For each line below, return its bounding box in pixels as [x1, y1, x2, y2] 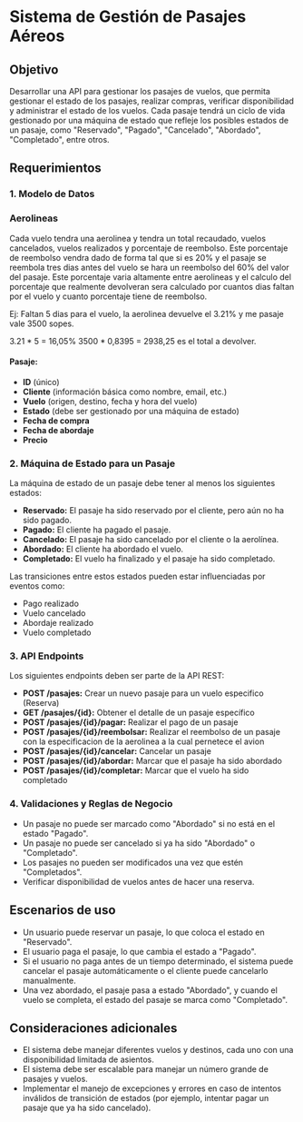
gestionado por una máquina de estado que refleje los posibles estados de [9, 115, 288, 125]
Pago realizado [22, 598, 80, 610]
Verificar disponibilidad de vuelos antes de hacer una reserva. [22, 876, 255, 887]
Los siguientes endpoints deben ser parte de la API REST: [9, 670, 225, 681]
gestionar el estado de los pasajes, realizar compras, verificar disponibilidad [9, 95, 295, 106]
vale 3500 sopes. [9, 318, 74, 329]
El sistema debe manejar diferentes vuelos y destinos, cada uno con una [22, 1045, 294, 1056]
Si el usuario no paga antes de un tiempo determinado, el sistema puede [22, 956, 294, 967]
